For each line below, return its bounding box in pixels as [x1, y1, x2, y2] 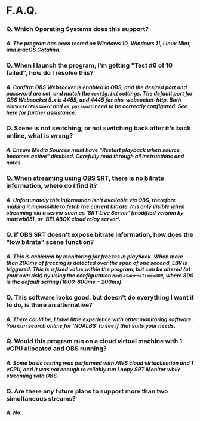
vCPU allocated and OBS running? [6, 344, 107, 353]
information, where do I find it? [6, 182, 97, 190]
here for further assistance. [6, 109, 77, 116]
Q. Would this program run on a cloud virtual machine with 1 [6, 337, 183, 345]
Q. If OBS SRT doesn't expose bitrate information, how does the [6, 230, 194, 239]
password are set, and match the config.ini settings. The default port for [6, 90, 193, 97]
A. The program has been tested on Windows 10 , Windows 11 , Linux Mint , [6, 39, 192, 47]
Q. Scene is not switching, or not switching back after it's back [6, 124, 191, 132]
